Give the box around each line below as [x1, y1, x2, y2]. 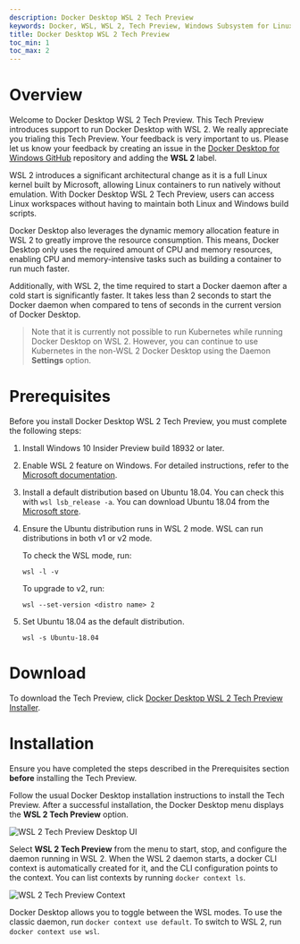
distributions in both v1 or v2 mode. [21, 533, 153, 543]
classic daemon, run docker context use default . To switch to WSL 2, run [9, 916, 282, 927]
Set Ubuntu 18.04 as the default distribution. [21, 617, 185, 626]
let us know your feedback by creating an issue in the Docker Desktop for [9, 143, 280, 154]
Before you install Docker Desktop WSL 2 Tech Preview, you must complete [9, 416, 287, 426]
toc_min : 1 [9, 38, 50, 47]
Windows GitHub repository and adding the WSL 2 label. [9, 153, 217, 164]
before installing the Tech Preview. [9, 772, 137, 783]
